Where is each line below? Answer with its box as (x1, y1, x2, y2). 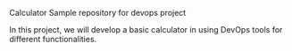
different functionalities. (9, 34, 97, 44)
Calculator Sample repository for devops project (9, 8, 187, 18)
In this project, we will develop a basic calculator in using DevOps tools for (9, 25, 283, 34)
